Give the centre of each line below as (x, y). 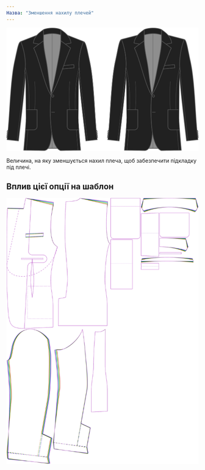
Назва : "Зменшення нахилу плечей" (50, 13)
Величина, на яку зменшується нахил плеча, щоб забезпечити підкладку (102, 161)
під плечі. (19, 167)
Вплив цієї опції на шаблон (60, 186)
